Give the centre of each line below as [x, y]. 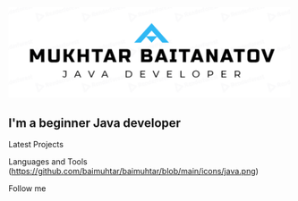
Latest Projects [36, 145]
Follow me [27, 188]
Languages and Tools [48, 162]
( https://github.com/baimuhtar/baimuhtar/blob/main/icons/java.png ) [133, 172]
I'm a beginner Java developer [94, 123]
